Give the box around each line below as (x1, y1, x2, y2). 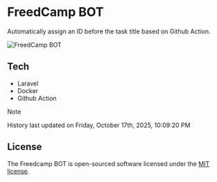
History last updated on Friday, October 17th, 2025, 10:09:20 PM (7, 121, 191, 129)
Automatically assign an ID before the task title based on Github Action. (7, 27, 211, 35)
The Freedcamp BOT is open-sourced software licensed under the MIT (7, 159, 210, 167)
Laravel (17, 79, 39, 88)
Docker (17, 86, 39, 94)
